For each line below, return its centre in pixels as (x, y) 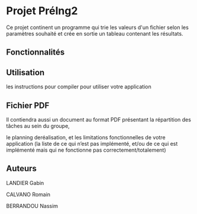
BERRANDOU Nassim (32, 206)
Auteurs (22, 169)
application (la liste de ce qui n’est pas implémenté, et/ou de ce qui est (92, 143)
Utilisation (25, 72)
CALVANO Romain (28, 194)
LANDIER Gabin (25, 183)
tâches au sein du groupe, (38, 126)
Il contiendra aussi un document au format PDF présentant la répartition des (98, 119)
